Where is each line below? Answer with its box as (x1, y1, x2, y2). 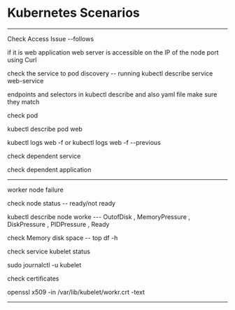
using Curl (7, 55, 37, 64)
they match (7, 97, 40, 106)
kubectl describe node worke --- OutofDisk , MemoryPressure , (7, 212, 191, 221)
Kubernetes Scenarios (7, 5, 140, 21)
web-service (7, 76, 44, 85)
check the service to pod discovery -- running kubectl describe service (7, 69, 213, 78)
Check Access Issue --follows (7, 34, 94, 43)
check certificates (7, 274, 59, 283)
